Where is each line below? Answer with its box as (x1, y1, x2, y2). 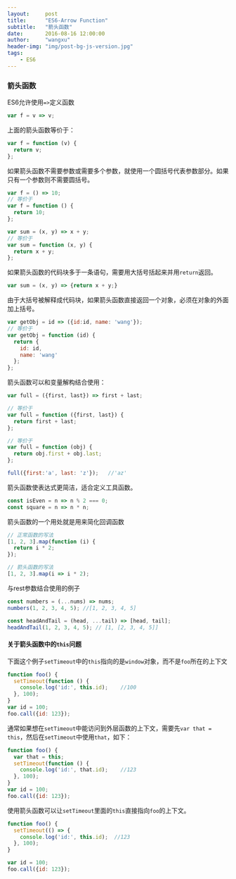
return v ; (13, 146, 42, 154)
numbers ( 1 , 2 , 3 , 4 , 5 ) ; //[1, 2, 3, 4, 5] (7, 604, 137, 611)
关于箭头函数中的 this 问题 (7, 640, 82, 649)
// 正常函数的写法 (7, 531, 54, 539)
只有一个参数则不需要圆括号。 (7, 175, 93, 184)
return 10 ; (13, 209, 46, 216)
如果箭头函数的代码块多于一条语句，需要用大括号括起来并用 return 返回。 (7, 268, 217, 277)
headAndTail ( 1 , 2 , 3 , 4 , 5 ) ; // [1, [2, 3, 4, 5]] (7, 624, 159, 631)
